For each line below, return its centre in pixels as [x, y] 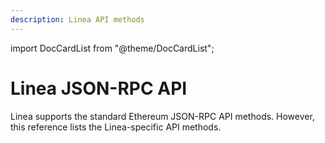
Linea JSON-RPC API [99, 88]
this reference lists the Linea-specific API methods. [116, 127]
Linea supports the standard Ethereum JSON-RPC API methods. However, [162, 116]
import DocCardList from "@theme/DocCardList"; [112, 48]
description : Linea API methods [77, 19]
